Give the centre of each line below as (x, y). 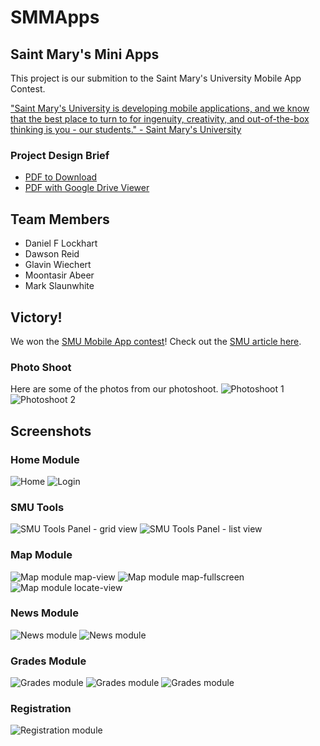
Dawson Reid (52, 254)
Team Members (60, 219)
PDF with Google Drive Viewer (87, 188)
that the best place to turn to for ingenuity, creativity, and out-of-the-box (160, 119)
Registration (41, 709)
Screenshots (51, 431)
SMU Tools (37, 507)
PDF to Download (61, 177)
